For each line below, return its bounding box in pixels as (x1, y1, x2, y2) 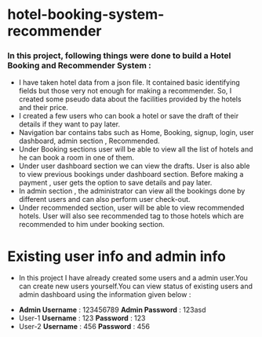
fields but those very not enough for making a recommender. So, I (18, 86, 232, 96)
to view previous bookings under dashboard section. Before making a (18, 170, 244, 179)
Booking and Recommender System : (7, 60, 151, 71)
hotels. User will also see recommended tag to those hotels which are (18, 211, 244, 221)
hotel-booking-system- (7, 5, 165, 24)
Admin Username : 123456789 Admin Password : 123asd (18, 305, 206, 315)
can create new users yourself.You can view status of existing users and (18, 281, 253, 291)
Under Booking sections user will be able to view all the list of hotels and (18, 145, 253, 154)
